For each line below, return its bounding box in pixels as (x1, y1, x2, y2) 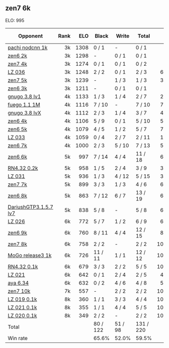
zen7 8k (8, 241, 28, 248)
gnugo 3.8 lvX (8, 109, 41, 116)
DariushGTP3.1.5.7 (8, 203, 54, 210)
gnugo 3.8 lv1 (8, 93, 41, 100)
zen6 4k (8, 118, 28, 125)
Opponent (18, 32, 43, 39)
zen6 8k (8, 192, 28, 199)
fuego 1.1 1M (8, 101, 40, 108)
